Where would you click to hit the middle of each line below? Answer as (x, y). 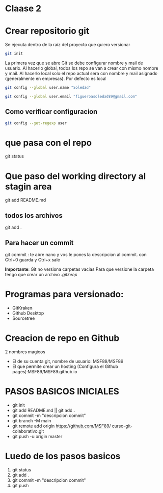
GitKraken (22, 308)
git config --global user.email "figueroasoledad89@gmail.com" (71, 96)
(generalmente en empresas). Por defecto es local (56, 78)
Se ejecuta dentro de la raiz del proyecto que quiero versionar (68, 45)
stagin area (28, 186)
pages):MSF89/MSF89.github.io (45, 371)
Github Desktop (28, 313)
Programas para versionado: (64, 294)
